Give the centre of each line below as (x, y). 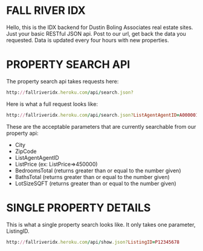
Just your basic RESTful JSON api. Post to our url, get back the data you (96, 33)
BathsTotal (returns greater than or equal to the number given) (92, 177)
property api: (22, 133)
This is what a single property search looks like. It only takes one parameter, (101, 224)
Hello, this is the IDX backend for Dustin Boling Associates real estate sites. (100, 27)
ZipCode (26, 151)
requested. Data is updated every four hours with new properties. (88, 40)
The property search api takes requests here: (63, 81)
